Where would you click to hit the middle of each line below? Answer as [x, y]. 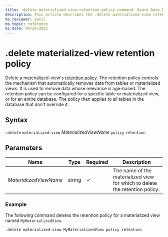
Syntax [16, 120]
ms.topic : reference [27, 24]
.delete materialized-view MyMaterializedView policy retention [73, 229]
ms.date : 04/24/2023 [27, 29]
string [74, 180]
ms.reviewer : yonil [25, 19]
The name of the [132, 170]
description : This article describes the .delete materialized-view [78, 15]
